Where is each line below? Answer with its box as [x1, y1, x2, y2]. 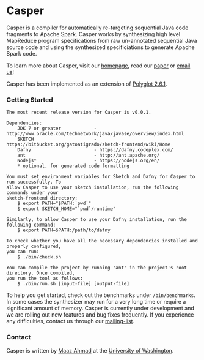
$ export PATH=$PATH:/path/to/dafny [17, 227, 111, 233]
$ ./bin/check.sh [17, 254, 62, 260]
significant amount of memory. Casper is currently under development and [6, 304, 194, 312]
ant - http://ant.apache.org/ [17, 152, 160, 159]
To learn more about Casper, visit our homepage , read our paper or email [6, 62, 191, 69]
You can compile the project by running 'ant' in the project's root [6, 264, 188, 271]
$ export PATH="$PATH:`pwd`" [17, 200, 92, 207]
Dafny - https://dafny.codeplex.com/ [17, 147, 173, 153]
